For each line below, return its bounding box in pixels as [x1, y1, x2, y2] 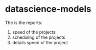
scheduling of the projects [12, 34, 65, 40]
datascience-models [5, 3, 92, 15]
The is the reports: [5, 20, 43, 25]
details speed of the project [12, 39, 68, 45]
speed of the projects [12, 29, 56, 35]
